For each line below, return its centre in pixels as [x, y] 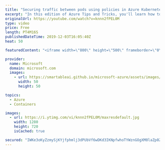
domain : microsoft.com [33, 68]
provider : [15, 59]
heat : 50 [14, 42]
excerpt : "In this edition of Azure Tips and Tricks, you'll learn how [80, 14]
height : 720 [26, 127]
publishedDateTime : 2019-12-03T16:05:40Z [48, 37]
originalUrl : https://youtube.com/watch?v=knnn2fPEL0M [62, 19]
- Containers [23, 104]
